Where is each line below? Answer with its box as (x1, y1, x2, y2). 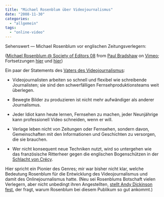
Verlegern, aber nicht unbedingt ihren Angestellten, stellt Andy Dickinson (5, 181, 153, 187)
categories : (5, 16, 29, 21)
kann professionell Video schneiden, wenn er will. (12, 117, 113, 122)
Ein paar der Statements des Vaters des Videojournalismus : (5, 67, 125, 73)
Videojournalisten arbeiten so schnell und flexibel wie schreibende (12, 77, 147, 83)
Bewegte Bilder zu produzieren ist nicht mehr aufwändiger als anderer (12, 97, 155, 103)
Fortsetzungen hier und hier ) (5, 58, 63, 64)
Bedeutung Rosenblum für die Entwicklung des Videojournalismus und (5, 171, 148, 176)
